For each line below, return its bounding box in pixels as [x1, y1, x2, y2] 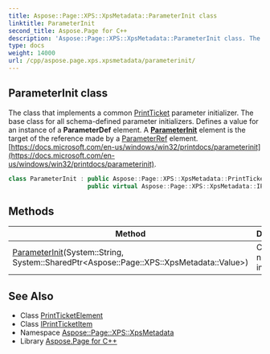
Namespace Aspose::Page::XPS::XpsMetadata [19, 327, 174, 338]
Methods [8, 204, 55, 218]
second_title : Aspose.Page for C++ [8, 27, 128, 35]
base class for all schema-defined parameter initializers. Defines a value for [8, 116, 259, 126]
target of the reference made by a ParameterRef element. [8, 134, 198, 143]
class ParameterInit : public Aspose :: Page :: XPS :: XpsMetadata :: [8, 175, 228, 183]
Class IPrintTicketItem [19, 319, 93, 329]
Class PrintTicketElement [19, 311, 103, 320]
